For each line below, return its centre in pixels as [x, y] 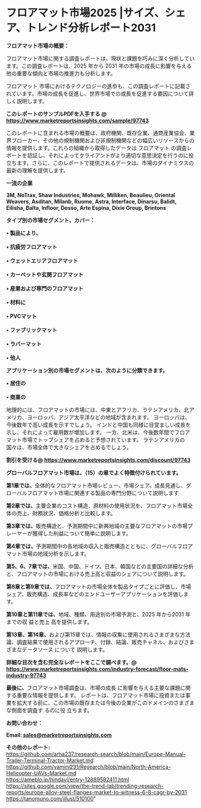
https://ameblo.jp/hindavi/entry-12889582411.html [68, 779]
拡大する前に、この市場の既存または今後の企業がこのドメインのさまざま [106, 703]
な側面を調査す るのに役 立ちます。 [49, 710]
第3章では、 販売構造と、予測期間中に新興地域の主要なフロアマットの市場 [97, 526]
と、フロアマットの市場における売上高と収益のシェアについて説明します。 [98, 574]
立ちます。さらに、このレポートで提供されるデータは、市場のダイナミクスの [100, 162]
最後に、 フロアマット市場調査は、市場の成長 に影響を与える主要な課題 [93, 688]
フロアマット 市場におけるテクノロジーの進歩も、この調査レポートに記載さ [98, 86]
